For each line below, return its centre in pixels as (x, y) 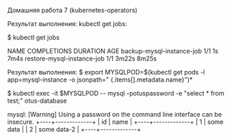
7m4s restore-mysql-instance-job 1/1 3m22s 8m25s (82, 58)
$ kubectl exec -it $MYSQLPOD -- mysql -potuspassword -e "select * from (116, 93)
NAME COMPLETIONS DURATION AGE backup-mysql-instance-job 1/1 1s (113, 51)
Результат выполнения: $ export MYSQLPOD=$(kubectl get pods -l (106, 72)
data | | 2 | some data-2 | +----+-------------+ (74, 129)
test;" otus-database (37, 101)
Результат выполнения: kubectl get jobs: (67, 24)
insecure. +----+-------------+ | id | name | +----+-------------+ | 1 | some (115, 122)
